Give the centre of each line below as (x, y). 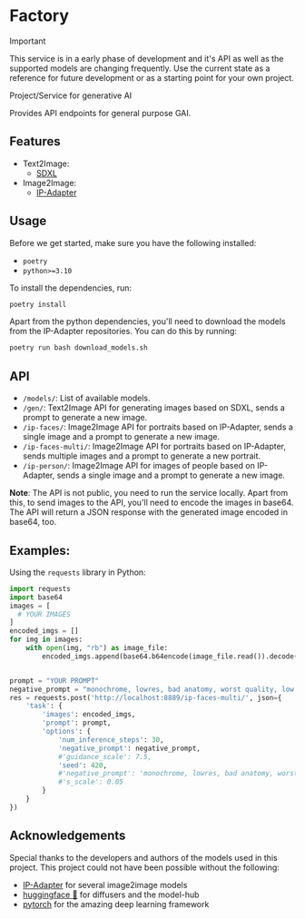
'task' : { (44, 706)
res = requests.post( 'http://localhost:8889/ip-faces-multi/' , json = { (146, 697)
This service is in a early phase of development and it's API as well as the (147, 58)
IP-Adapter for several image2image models (105, 884)
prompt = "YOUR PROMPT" (54, 681)
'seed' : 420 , (82, 765)
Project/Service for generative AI (71, 95)
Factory (39, 16)
